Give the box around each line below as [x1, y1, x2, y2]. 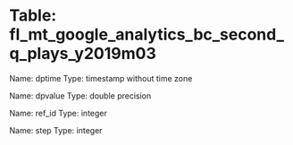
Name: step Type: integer [9, 124, 103, 135]
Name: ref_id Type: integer [9, 107, 107, 118]
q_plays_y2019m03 [9, 44, 156, 64]
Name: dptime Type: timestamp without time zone [9, 72, 193, 83]
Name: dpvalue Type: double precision [9, 90, 152, 101]
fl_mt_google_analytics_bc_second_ [9, 24, 284, 45]
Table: [9, 5, 57, 26]
